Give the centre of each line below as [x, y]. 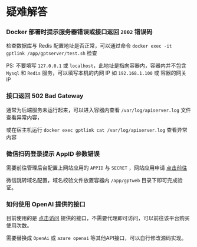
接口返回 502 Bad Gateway [45, 96]
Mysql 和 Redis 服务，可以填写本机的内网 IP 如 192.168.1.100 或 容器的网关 [96, 73]
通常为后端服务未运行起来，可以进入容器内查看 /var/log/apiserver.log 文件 [99, 110]
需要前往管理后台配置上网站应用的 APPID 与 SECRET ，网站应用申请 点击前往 [97, 168]
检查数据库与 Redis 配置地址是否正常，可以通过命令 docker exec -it [89, 46]
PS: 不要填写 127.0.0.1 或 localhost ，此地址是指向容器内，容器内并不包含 [96, 66]
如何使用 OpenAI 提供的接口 [46, 204]
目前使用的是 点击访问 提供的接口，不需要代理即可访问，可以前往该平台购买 [98, 218]
